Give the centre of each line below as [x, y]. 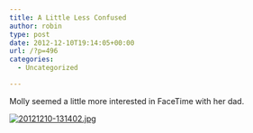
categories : [32, 59]
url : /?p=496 [34, 51]
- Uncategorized [48, 68]
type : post [30, 34]
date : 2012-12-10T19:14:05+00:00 [72, 43]
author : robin [36, 26]
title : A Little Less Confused [68, 18]
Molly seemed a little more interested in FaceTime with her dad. [127, 101]
